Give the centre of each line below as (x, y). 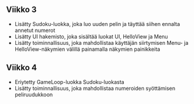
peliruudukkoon (34, 95)
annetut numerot (35, 30)
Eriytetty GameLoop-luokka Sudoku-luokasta (70, 82)
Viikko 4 (22, 68)
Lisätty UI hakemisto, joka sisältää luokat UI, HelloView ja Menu (91, 36)
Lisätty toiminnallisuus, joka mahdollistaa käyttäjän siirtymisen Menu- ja (101, 43)
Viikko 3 (22, 10)
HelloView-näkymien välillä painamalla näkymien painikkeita (87, 49)
